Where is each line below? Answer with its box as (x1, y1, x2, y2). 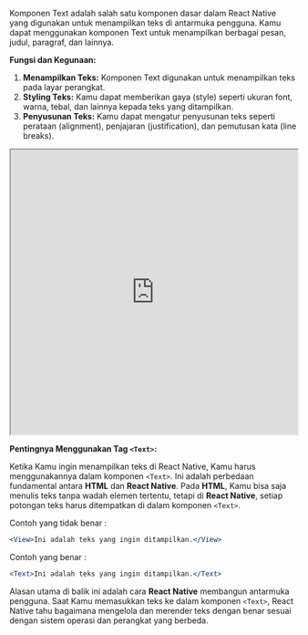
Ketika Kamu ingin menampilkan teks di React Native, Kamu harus (9, 461, 256, 472)
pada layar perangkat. (22, 82, 106, 92)
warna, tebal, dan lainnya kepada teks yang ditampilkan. (22, 101, 234, 112)
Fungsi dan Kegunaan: (9, 55, 97, 65)
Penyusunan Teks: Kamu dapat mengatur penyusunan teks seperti (22, 111, 276, 121)
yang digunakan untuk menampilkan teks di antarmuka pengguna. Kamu (9, 17, 282, 28)
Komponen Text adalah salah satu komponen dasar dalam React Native (9, 8, 276, 18)
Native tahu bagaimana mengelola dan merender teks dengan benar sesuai (9, 605, 292, 616)
